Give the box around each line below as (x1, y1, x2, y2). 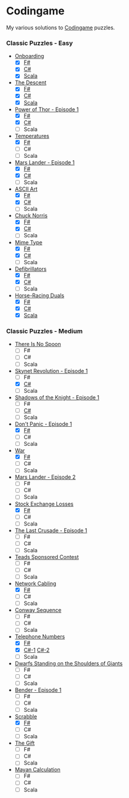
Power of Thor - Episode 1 (14, 106, 79, 113)
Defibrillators (14, 265, 47, 273)
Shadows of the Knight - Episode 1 (14, 393, 100, 401)
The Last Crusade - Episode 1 (14, 527, 87, 534)
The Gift (14, 739, 35, 747)
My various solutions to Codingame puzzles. (6, 24, 115, 31)
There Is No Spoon (14, 341, 61, 348)
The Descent (14, 79, 46, 86)
